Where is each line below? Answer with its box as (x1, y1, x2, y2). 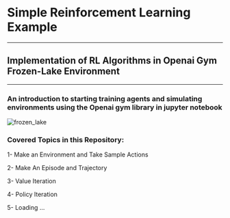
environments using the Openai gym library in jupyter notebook (7, 103, 222, 112)
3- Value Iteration (7, 177, 56, 185)
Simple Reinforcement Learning (7, 5, 191, 21)
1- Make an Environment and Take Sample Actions (7, 150, 149, 159)
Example (7, 19, 57, 35)
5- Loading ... (7, 204, 45, 212)
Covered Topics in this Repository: (7, 135, 125, 144)
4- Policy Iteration (7, 190, 58, 199)
